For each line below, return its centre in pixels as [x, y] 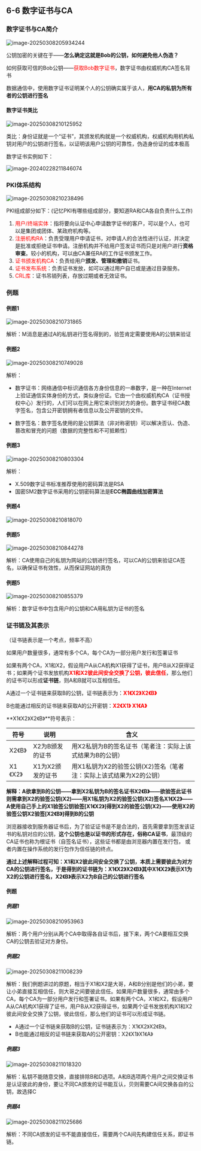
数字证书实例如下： [30, 156]
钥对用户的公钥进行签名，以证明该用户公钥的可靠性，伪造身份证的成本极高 [98, 144]
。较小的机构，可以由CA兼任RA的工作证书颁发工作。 [90, 254]
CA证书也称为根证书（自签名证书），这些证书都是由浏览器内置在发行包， [95, 841]
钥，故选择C [22, 1092]
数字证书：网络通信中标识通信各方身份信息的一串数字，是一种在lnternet [103, 388]
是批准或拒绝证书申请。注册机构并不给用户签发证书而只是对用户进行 [99, 246]
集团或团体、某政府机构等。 [60, 231]
